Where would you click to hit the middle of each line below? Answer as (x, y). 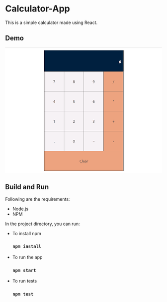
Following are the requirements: (38, 199)
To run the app (27, 257)
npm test (23, 294)
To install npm (27, 233)
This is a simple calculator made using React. (51, 22)
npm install (27, 247)
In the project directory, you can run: (42, 224)
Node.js (20, 209)
